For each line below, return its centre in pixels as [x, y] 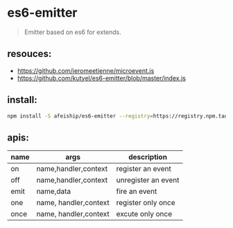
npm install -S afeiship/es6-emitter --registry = [80, 116]
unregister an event [148, 180]
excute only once [144, 214]
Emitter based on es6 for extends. [72, 32]
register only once [146, 203]
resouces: [29, 54]
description [148, 157]
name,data [54, 191]
